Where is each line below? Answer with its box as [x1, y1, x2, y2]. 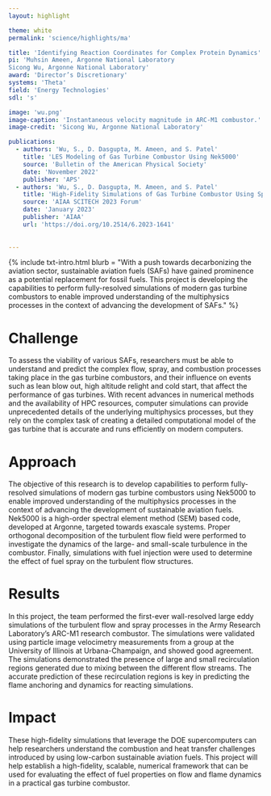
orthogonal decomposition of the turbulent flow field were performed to [8, 531, 247, 541]
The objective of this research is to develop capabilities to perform [8, 479, 230, 489]
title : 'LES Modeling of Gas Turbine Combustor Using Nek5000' [23, 153, 240, 161]
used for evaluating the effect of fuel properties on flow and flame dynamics [8, 769, 262, 780]
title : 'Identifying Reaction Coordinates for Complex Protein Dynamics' [8, 48, 262, 57]
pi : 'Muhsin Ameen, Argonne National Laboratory [8, 56, 175, 65]
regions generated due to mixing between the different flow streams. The [8, 663, 252, 673]
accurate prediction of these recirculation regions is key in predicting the [8, 672, 250, 681]
